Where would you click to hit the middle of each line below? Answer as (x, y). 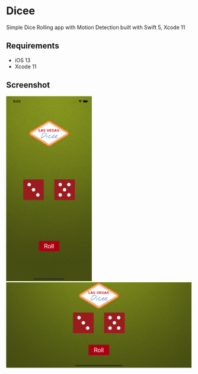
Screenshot (28, 85)
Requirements (33, 46)
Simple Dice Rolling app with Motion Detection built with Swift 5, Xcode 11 (96, 27)
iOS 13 (23, 60)
